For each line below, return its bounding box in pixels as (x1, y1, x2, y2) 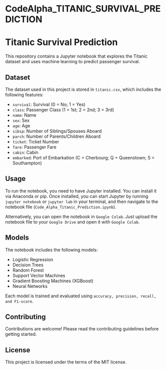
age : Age (12, 122, 30, 128)
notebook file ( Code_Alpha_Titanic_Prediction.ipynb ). (5, 204, 116, 210)
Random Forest (12, 267, 44, 273)
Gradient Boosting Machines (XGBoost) (12, 278, 93, 284)
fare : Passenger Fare (12, 144, 56, 150)
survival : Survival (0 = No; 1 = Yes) (12, 101, 86, 107)
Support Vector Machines (12, 272, 65, 278)
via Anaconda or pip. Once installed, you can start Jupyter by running (5, 193, 148, 199)
